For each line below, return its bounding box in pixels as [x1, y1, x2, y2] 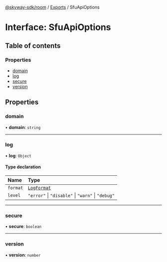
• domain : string [5, 124, 41, 130]
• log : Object [5, 152, 31, 158]
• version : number [5, 252, 41, 258]
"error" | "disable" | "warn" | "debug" [28, 192, 115, 199]
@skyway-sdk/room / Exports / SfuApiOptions [5, 4, 100, 10]
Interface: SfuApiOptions [5, 22, 111, 33]
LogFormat [28, 185, 51, 191]
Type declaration [5, 164, 41, 170]
